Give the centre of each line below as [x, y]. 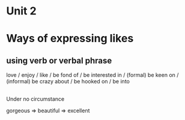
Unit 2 [22, 11]
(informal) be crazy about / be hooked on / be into [68, 82]
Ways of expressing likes [70, 39]
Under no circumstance [35, 99]
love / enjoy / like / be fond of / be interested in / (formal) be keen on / [92, 75]
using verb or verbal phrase [59, 60]
